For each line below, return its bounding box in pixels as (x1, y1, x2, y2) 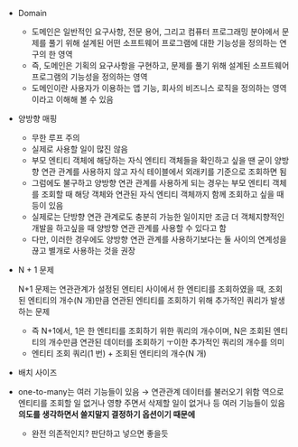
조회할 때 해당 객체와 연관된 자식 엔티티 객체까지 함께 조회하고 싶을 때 (41, 189, 284, 200)
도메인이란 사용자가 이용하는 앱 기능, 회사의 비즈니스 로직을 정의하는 (31, 83, 271, 93)
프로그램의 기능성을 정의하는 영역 (31, 71, 148, 82)
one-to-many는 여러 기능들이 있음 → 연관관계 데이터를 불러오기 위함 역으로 (17, 386, 284, 396)
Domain (17, 8, 48, 18)
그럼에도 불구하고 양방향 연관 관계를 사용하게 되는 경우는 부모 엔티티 (31, 178, 271, 188)
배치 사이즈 (17, 368, 58, 377)
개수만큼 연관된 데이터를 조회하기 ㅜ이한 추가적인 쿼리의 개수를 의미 (48, 337, 285, 347)
